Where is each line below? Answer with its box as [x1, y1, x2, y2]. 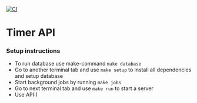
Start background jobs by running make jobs [14, 79, 122, 86]
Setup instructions [6, 47, 61, 55]
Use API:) [14, 91, 38, 98]
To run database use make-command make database [14, 60, 142, 67]
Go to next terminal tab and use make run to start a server [14, 85, 154, 92]
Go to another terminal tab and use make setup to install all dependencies [14, 66, 192, 73]
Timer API [6, 26, 56, 39]
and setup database [14, 73, 64, 80]
